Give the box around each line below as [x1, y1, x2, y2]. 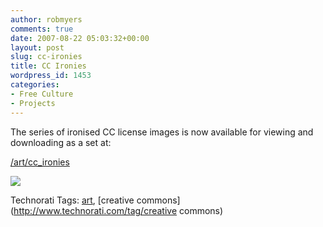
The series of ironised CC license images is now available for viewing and [10, 126, 314, 138]
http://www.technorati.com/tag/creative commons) [13, 204, 224, 216]
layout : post [10, 42, 65, 53]
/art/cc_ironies [10, 156, 70, 168]
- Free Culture [10, 89, 74, 99]
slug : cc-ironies [10, 52, 83, 62]
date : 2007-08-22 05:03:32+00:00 [10, 33, 150, 43]
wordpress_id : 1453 [10, 71, 92, 81]
